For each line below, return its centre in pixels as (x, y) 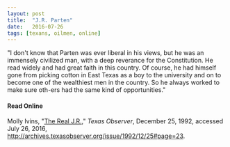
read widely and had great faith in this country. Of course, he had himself (112, 68)
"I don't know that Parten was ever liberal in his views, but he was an (106, 53)
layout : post (26, 14)
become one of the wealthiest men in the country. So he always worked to (114, 83)
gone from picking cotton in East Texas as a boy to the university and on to (114, 75)
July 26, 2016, (27, 129)
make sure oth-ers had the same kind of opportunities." (87, 90)
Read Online (25, 106)
